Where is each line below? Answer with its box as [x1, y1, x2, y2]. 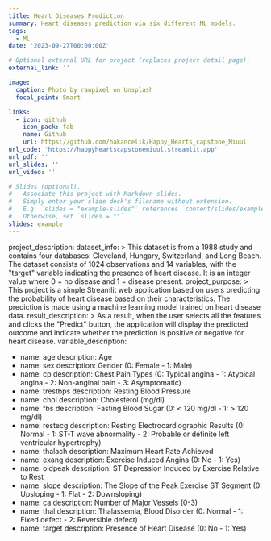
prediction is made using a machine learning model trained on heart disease [8, 302, 261, 311]
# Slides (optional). [8, 182, 81, 190]
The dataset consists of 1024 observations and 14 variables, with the [8, 259, 236, 268]
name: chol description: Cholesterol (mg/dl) [19, 394, 165, 404]
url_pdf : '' [8, 152, 48, 161]
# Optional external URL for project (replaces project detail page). [8, 56, 251, 65]
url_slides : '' [8, 160, 60, 169]
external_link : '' [8, 64, 70, 73]
